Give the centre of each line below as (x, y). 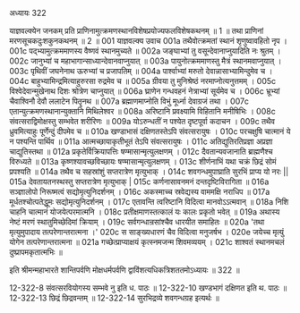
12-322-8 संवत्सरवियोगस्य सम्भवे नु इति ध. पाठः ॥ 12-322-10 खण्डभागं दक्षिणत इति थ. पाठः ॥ (148, 288)
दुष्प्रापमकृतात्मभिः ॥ (36, 252)
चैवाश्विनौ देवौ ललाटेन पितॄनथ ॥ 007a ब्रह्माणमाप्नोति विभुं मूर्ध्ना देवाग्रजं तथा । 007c (129, 101)
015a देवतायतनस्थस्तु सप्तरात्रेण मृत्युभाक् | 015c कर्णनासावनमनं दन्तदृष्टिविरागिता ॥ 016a (139, 182)
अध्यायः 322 (28, 13)
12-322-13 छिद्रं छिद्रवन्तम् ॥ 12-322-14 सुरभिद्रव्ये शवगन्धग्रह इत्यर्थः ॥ (114, 298)
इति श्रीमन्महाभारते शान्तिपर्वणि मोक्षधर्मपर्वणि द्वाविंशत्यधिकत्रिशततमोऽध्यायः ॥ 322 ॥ (124, 270)
